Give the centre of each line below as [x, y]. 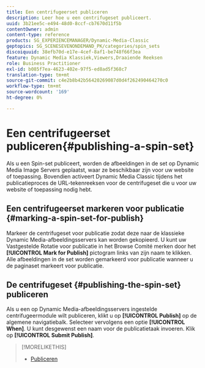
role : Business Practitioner [43, 63]
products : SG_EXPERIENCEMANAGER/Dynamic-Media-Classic [78, 40]
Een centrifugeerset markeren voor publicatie [95, 209]
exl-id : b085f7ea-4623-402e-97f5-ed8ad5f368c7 [67, 69]
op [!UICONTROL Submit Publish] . [50, 335]
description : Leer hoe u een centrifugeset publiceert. [79, 18]
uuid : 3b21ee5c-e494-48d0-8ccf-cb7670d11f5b [64, 23]
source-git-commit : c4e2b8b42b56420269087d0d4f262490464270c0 [87, 80]
